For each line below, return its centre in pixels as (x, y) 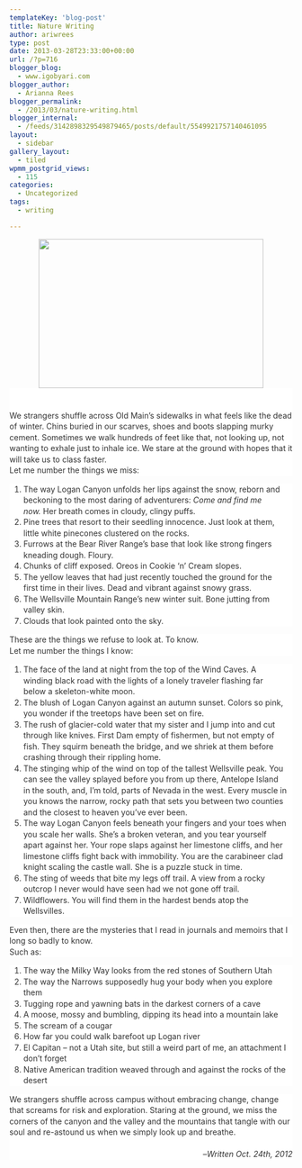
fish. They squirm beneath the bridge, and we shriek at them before (149, 746)
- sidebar (36, 143)
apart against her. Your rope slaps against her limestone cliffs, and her (153, 845)
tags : (19, 202)
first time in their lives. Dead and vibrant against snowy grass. (138, 588)
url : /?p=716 (34, 59)
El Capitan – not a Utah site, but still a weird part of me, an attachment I (155, 1047)
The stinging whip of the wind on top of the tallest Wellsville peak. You (154, 768)
